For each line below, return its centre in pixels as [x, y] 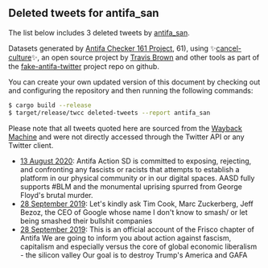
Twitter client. [31, 145]
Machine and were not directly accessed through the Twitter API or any [126, 137]
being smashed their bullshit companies [86, 221]
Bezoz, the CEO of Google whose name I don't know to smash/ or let [134, 212]
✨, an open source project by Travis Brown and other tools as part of [145, 57]
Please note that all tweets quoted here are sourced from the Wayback [126, 128]
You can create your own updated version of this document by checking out [134, 82]
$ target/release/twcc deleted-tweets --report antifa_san [109, 113]
